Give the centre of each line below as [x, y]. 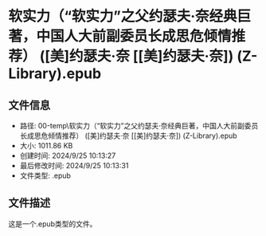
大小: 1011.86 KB [46, 146]
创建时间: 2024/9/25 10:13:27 [68, 155]
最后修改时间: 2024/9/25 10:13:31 [74, 165]
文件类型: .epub [45, 175]
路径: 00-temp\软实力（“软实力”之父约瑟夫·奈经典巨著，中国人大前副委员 [139, 126]
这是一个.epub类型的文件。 [53, 223]
